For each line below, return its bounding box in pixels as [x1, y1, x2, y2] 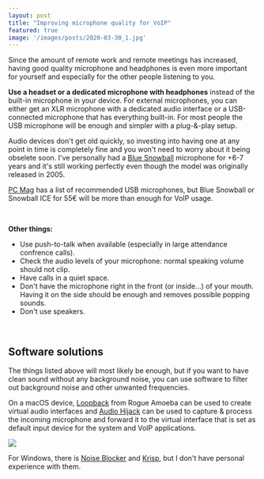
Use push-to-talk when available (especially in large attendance [19, 239, 228, 249]
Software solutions [8, 345, 104, 358]
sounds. [19, 298, 47, 308]
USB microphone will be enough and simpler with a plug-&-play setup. [8, 121, 237, 130]
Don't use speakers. [19, 307, 85, 316]
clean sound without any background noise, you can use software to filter [8, 375, 248, 384]
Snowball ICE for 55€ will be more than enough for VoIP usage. [8, 194, 213, 203]
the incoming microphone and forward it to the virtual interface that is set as [8, 415, 256, 424]
